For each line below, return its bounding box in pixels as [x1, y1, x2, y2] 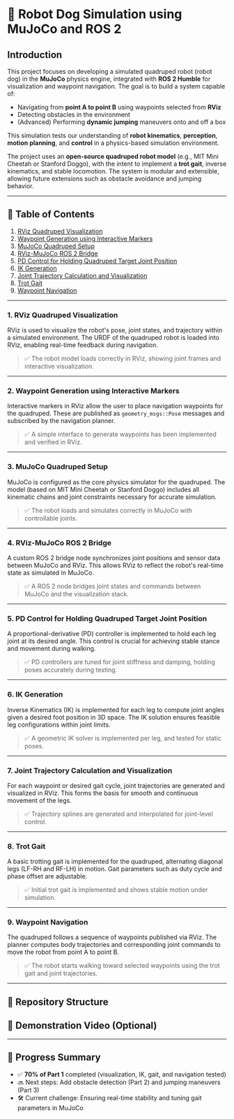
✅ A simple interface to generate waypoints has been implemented [24, 430, 217, 438]
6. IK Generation [7, 690, 63, 700]
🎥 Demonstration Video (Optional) [7, 1020, 157, 1032]
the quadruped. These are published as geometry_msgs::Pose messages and [7, 409, 225, 417]
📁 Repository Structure [7, 996, 109, 1008]
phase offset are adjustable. [7, 872, 88, 881]
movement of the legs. [7, 796, 72, 804]
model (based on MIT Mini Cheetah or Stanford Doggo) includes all [7, 485, 200, 493]
